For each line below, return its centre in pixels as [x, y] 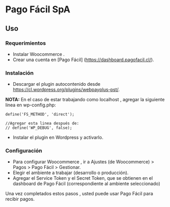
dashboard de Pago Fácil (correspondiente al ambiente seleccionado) [87, 184]
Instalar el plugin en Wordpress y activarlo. [58, 138]
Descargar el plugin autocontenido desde [56, 84]
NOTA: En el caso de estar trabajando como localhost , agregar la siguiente [85, 100]
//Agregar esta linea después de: [42, 124]
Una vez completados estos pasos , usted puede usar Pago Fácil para [79, 194]
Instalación [20, 73]
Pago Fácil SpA [38, 10]
